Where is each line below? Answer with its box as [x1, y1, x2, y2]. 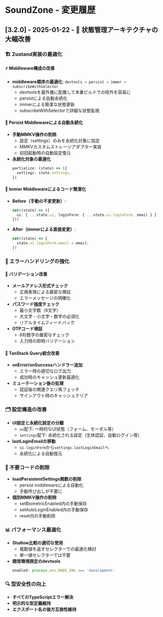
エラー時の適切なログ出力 [19, 368, 71, 374]
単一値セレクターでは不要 [19, 552, 71, 558]
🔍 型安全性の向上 [5, 581, 46, 587]
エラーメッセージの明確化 [19, 295, 71, 301]
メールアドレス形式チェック [12, 283, 68, 289]
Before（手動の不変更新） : [12, 198, 66, 204]
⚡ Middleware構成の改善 [5, 65, 55, 71]
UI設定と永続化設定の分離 [12, 420, 64, 426]
